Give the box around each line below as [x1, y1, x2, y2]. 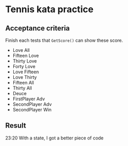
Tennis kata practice [5, 4, 94, 15]
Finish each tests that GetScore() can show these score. [5, 37, 123, 43]
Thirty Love [12, 58, 37, 64]
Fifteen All [12, 80, 34, 85]
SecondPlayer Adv [12, 101, 52, 107]
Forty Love [12, 64, 36, 69]
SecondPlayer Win [12, 107, 52, 112]
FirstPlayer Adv [12, 96, 45, 102]
